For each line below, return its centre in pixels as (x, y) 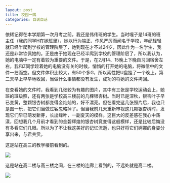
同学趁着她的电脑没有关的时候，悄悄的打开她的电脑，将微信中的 (92, 66)
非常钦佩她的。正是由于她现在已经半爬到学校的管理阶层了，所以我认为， (89, 53)
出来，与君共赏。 (27, 134)
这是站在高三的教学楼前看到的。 (38, 145)
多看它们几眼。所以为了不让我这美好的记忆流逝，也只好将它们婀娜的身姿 (85, 128)
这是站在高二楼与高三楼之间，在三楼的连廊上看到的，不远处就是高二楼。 (80, 165)
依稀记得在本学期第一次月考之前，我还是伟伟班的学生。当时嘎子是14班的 (81, 35)
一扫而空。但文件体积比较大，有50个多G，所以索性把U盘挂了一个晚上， (84, 73)
